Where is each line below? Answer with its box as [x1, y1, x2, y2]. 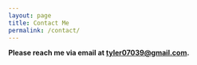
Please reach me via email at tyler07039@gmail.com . [8, 48, 190, 58]
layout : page [8, 11, 52, 20]
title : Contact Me [8, 19, 69, 27]
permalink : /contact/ [8, 26, 81, 34]
